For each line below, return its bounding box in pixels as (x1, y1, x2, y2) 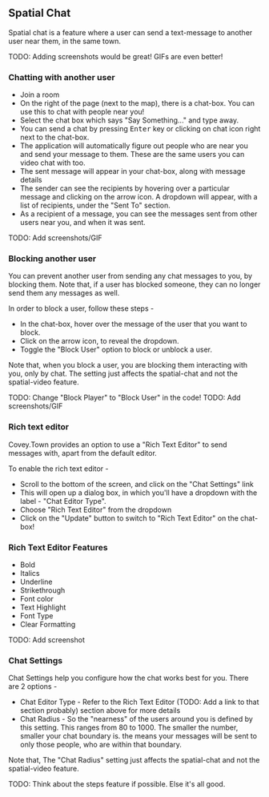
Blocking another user (8, 253, 97, 264)
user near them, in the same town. (8, 36, 122, 46)
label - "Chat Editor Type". (19, 496, 106, 505)
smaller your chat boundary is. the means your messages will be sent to (19, 731, 258, 741)
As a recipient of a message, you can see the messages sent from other (19, 209, 258, 219)
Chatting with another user (8, 71, 115, 83)
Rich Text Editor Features (8, 541, 108, 553)
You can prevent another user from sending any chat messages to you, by (8, 272, 253, 281)
